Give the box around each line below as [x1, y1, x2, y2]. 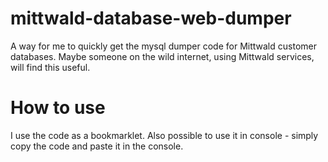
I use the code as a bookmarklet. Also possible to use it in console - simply [10, 129, 319, 141]
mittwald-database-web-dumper [10, 7, 292, 30]
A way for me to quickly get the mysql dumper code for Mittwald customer [10, 40, 317, 52]
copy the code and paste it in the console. [10, 140, 184, 152]
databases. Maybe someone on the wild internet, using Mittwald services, [10, 50, 315, 62]
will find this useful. [10, 61, 91, 73]
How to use [10, 97, 106, 119]
